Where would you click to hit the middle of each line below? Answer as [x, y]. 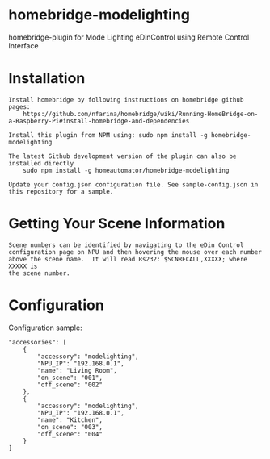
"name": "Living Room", [77, 370]
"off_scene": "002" [70, 385]
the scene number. [39, 273]
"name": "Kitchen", [70, 420]
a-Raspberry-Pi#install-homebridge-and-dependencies [99, 121]
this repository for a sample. [61, 191]
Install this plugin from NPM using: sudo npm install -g [108, 135]
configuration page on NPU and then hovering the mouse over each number [135, 252]
